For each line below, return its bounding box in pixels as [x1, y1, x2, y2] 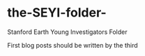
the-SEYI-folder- [7, 5, 107, 21]
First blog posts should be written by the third [7, 41, 138, 49]
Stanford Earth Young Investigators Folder [7, 28, 128, 36]
